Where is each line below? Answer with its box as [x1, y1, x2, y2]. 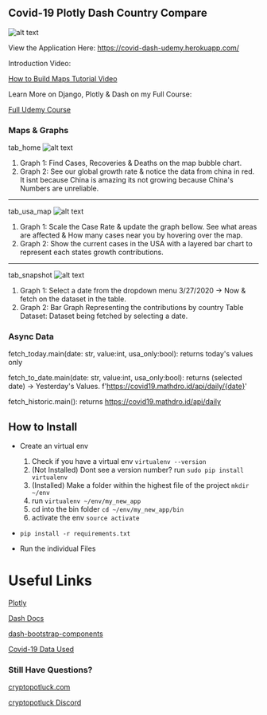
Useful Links [8, 572, 93, 590]
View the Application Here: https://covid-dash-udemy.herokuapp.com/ [8, 43, 240, 53]
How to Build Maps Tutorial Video [8, 73, 118, 83]
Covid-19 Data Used [8, 645, 74, 654]
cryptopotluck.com [8, 682, 71, 692]
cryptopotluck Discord [8, 697, 82, 708]
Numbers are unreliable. [19, 183, 99, 194]
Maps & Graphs [8, 124, 69, 136]
